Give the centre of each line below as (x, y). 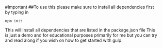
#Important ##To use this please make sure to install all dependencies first (80, 7)
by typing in (17, 12)
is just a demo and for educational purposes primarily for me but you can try (81, 35)
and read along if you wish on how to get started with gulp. (64, 40)
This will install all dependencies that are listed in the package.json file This (80, 30)
